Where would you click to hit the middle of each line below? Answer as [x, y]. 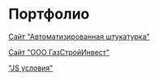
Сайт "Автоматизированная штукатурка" [79, 36]
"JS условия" [31, 68]
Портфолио [49, 14]
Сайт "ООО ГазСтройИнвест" [59, 52]
